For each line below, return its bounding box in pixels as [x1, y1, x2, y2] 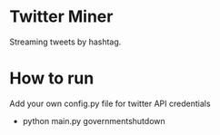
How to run [9, 68, 95, 89]
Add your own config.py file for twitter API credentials [9, 98, 211, 109]
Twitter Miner [9, 6, 114, 27]
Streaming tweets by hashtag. [9, 36, 122, 47]
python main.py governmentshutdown [22, 115, 165, 126]
